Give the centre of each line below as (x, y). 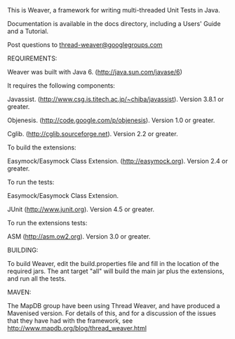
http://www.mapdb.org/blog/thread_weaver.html (77, 328)
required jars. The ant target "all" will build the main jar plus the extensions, (116, 271)
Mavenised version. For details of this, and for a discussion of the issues (112, 313)
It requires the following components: (61, 86)
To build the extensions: (42, 147)
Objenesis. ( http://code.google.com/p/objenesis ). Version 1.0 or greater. (111, 120)
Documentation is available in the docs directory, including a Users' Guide (114, 24)
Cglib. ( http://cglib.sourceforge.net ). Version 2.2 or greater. (93, 134)
